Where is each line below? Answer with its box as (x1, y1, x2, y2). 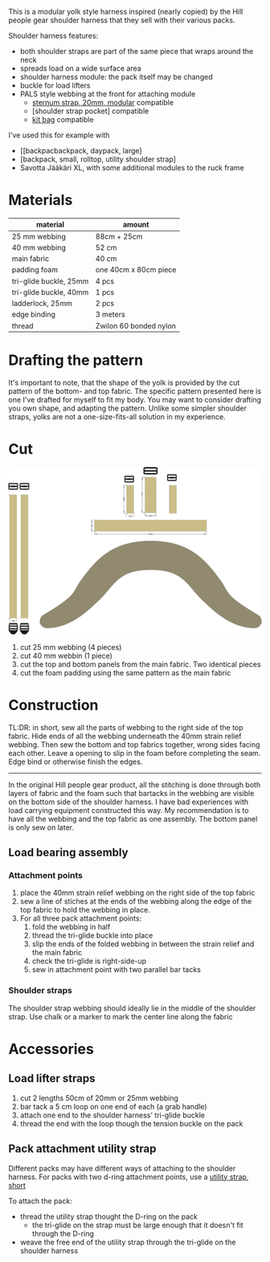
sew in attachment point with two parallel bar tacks (31, 965, 201, 974)
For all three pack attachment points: (19, 913, 142, 923)
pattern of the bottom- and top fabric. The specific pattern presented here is (8, 386, 262, 396)
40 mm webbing (11, 243, 66, 252)
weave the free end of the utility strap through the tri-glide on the (19, 1237, 236, 1247)
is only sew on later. (8, 823, 75, 832)
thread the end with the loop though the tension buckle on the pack (19, 1118, 243, 1128)
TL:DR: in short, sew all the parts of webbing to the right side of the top (8, 722, 243, 732)
